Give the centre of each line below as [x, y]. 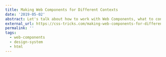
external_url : [20, 24]
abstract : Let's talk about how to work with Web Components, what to [79, 19]
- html [16, 47]
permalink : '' [20, 28]
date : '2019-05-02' [25, 14]
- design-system [26, 42]
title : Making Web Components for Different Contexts [62, 10]
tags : [11, 33]
